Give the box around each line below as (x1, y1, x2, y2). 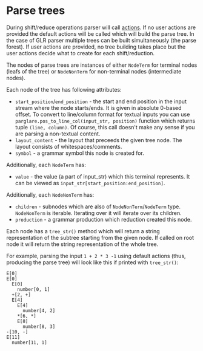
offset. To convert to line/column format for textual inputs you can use (15, 111, 190, 118)
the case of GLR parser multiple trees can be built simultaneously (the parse (6, 36, 197, 44)
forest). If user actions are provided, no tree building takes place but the (6, 43, 186, 50)
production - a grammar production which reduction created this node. (15, 216, 192, 223)
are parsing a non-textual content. (15, 130, 101, 137)
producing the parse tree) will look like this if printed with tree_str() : (6, 259, 179, 266)
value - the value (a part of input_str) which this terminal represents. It (15, 172, 190, 180)
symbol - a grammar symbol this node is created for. (15, 149, 144, 157)
